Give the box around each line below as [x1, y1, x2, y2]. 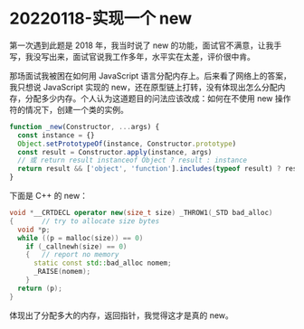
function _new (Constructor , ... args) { [9, 122, 160, 131]
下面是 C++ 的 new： [9, 191, 89, 202]
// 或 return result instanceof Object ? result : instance [17, 155, 247, 165]
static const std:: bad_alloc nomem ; [33, 258, 172, 268]
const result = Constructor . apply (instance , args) [17, 147, 213, 156]
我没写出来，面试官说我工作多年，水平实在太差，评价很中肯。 [24, 51, 255, 61]
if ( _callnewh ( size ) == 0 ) [25, 241, 128, 251]
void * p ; [17, 225, 51, 234]
